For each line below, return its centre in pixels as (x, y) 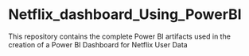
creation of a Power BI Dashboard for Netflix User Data (98, 44)
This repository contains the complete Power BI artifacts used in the (119, 36)
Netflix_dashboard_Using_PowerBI (125, 15)
